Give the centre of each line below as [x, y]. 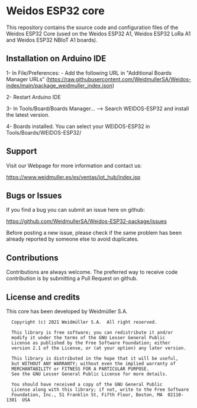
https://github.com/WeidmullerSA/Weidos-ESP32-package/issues [87, 221]
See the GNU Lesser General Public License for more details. [90, 374]
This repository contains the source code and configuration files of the [92, 27]
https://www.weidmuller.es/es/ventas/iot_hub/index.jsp [73, 177]
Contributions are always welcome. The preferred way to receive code [92, 272]
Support [22, 152]
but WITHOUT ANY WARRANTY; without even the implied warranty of [94, 364]
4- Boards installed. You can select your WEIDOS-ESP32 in [78, 126]
